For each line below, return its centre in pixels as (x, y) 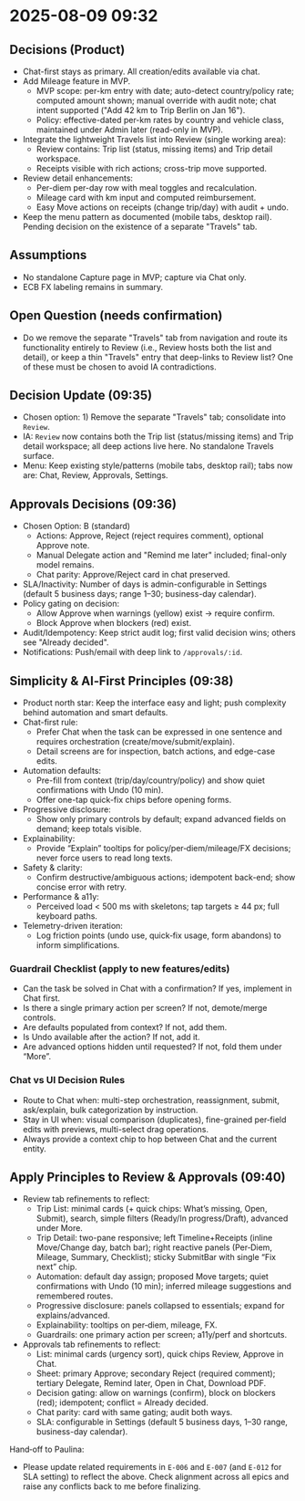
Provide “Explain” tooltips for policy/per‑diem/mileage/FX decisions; (163, 849)
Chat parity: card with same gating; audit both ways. (134, 1412)
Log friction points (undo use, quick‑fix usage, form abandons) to (159, 935)
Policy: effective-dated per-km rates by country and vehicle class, (160, 120)
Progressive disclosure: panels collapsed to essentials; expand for (160, 1306)
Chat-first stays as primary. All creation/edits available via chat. (141, 71)
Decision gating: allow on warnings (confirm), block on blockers (156, 1393)
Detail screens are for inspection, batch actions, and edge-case (156, 751)
